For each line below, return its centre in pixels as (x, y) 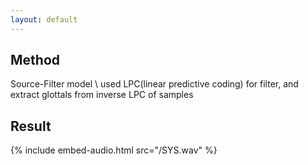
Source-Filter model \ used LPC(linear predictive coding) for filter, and (154, 84)
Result (31, 126)
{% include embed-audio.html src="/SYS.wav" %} (114, 150)
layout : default (44, 19)
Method (35, 60)
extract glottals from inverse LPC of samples (102, 95)
